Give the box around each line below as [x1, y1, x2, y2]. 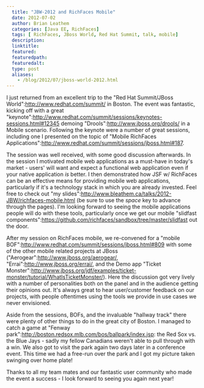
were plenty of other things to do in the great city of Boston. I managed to [6, 318, 191, 325]
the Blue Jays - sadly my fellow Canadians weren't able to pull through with [6, 337, 195, 345]
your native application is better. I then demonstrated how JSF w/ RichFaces [6, 170, 197, 178]
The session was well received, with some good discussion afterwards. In [6, 151, 191, 159]
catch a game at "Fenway [6, 324, 71, 332]
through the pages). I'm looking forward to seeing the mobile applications [6, 203, 191, 211]
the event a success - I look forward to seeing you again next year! [6, 375, 174, 383]
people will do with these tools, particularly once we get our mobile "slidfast [6, 210, 197, 217]
